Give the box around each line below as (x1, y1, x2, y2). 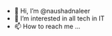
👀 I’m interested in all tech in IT (14, 14, 105, 23)
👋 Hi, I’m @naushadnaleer (14, 7, 91, 15)
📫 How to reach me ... (14, 22, 81, 30)
